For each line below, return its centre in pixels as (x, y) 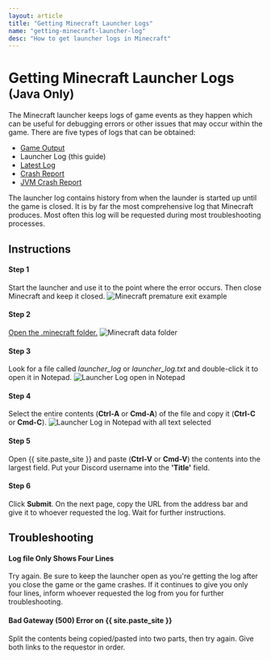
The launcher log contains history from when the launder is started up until (133, 198)
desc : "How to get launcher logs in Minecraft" (90, 38)
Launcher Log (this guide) (63, 157)
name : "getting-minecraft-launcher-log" (77, 31)
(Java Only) (42, 94)
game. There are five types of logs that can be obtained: (102, 132)
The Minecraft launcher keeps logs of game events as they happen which (130, 115)
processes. (27, 223)
